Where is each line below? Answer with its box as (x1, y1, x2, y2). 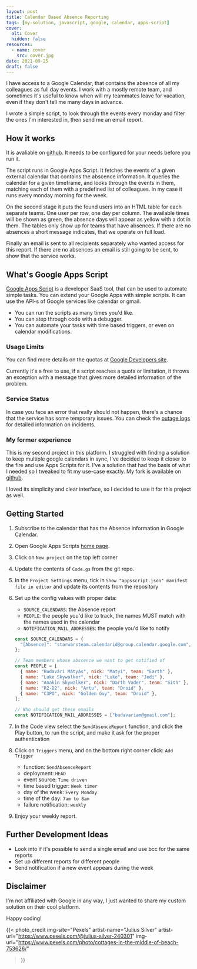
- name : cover (11, 47, 46, 53)
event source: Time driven (23, 776, 88, 783)
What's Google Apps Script (6, 269, 108, 279)
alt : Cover (11, 31, 38, 37)
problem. (6, 380, 28, 387)
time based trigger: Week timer (23, 782, 98, 789)
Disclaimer (6, 881, 46, 892)
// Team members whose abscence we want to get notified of (14, 658, 165, 664)
